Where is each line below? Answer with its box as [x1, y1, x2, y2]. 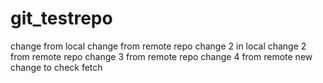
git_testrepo [10, 7, 113, 30]
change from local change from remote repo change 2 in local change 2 [10, 40, 307, 52]
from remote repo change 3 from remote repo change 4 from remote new [10, 50, 313, 62]
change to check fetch [10, 61, 103, 73]
